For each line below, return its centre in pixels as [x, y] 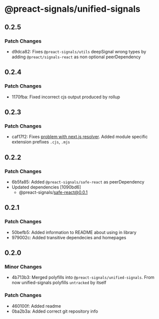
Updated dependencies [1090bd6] [46, 187]
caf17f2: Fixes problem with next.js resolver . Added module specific [80, 137]
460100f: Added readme [36, 306]
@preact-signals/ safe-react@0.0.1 [53, 192]
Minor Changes [23, 267]
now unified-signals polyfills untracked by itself [59, 283]
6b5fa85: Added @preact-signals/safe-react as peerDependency [78, 182]
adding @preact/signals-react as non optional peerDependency [76, 57]
